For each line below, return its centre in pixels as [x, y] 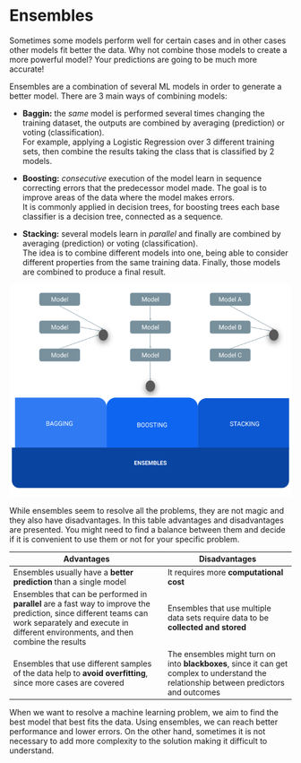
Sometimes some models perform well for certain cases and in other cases [148, 40]
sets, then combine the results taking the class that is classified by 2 [148, 151]
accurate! [27, 69]
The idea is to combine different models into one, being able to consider [155, 253]
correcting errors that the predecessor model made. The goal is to [144, 187]
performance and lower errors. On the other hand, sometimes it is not [138, 731]
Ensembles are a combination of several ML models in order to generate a [146, 86]
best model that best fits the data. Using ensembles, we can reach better [144, 722]
